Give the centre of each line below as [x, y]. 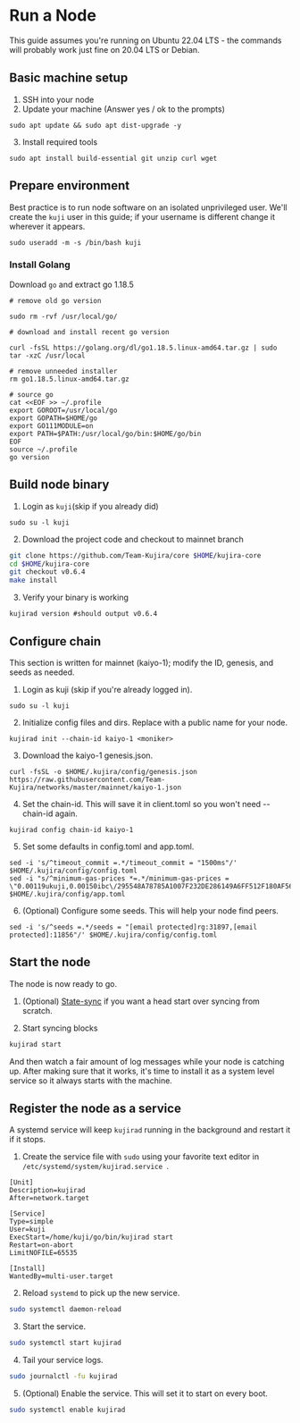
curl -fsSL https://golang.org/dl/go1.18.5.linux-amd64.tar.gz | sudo [143, 348]
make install [33, 581]
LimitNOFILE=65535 [43, 1253]
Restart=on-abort [42, 1245]
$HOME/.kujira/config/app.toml [67, 894]
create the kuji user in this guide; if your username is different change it [142, 216]
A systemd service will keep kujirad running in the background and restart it [150, 1130]
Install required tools [60, 142]
